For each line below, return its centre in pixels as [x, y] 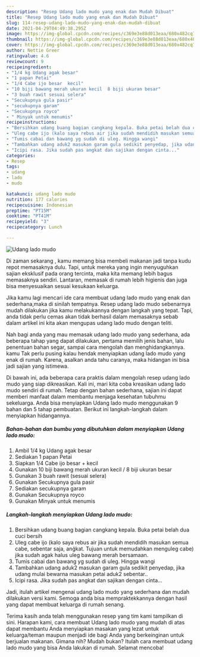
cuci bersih [29, 536]
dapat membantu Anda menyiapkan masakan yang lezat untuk [83, 628]
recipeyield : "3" [28, 222]
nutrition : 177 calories [37, 199]
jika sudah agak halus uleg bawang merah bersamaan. [82, 555]
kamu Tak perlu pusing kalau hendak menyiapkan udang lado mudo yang [96, 353]
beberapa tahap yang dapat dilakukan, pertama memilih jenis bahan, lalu [95, 340]
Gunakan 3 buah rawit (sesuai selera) [61, 475]
